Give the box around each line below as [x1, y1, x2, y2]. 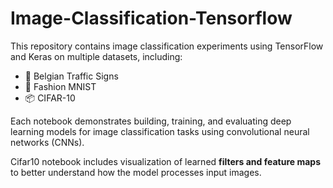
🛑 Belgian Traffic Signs [24, 70, 119, 82]
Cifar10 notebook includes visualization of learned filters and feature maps [10, 155, 322, 167]
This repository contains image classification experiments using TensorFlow [10, 40, 324, 52]
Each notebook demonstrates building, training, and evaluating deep [10, 115, 292, 127]
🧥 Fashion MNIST [24, 80, 97, 92]
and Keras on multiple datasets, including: [10, 50, 183, 62]
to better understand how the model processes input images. [10, 166, 262, 178]
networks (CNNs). [10, 136, 85, 148]
